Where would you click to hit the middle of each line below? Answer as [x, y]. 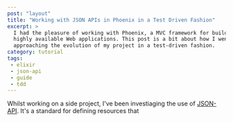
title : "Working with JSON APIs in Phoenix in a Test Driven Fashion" [111, 20]
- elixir [23, 65]
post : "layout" [29, 13]
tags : [15, 59]
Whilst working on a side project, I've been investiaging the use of [101, 103]
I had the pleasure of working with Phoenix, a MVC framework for [111, 33]
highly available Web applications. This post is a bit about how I [114, 39]
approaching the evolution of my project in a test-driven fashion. [114, 45]
